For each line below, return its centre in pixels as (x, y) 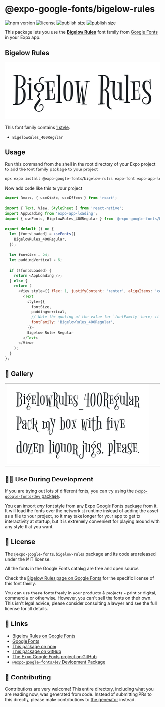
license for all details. (27, 608)
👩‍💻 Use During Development (49, 479)
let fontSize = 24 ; (29, 255)
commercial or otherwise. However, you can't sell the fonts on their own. (78, 598)
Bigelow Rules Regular (50, 333)
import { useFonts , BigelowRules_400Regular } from (59, 219)
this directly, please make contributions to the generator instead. (70, 700)
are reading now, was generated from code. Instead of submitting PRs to (79, 694)
